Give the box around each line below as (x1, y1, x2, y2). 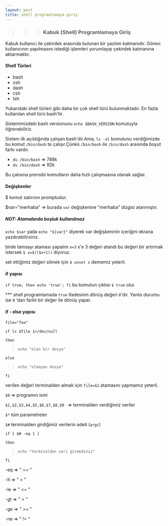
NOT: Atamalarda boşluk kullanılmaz (5, 216, 85, 222)
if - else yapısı (5, 309, 35, 315)
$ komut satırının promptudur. (5, 195, 67, 201)
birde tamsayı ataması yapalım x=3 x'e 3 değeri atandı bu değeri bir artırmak (5, 244, 163, 250)
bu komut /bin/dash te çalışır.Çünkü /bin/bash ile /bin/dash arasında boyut (5, 141, 161, 147)
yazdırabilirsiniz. (5, 234, 39, 240)
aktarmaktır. (5, 51, 30, 57)
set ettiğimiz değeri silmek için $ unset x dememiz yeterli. (5, 259, 127, 265)
